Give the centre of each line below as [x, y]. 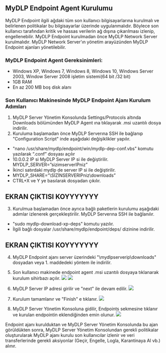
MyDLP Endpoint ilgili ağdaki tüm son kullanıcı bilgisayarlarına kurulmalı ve [82, 20]
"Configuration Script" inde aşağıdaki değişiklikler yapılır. [71, 139]
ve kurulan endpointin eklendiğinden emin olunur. [64, 315]
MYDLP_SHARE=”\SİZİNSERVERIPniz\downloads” [64, 175]
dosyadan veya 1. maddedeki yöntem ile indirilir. [62, 263]
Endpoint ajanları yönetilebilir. [36, 47]
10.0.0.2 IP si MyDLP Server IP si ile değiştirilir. [60, 159]
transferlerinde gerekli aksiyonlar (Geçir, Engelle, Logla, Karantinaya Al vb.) [83, 341]
